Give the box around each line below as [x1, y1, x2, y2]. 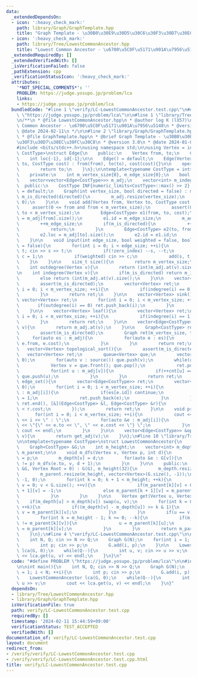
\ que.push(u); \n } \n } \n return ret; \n [16, 373, 182, 379]
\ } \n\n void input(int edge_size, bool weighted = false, [16, 237, 180, 243]
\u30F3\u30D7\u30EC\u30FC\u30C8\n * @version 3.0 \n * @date [16, 139, 167, 145]
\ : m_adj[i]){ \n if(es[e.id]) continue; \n [16, 390, 164, 396]
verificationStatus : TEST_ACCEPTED [11, 624, 98, 630]
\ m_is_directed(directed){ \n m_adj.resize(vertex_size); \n [16, 194, 185, 200]
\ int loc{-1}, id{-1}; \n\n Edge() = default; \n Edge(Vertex [16, 156, 193, 162]
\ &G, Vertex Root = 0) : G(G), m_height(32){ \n [16, 466, 138, 472]
